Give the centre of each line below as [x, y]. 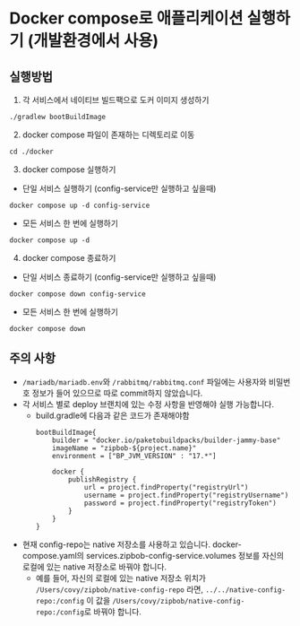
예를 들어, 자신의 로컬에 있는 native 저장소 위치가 [120, 578]
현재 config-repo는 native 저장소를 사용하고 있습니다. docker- [132, 544]
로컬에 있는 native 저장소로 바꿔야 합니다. [94, 567]
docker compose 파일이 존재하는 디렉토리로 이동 [108, 135]
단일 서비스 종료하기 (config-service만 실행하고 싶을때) [119, 277]
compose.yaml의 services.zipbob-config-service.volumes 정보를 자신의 [153, 555]
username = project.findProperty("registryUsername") [186, 495]
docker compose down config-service [77, 294]
